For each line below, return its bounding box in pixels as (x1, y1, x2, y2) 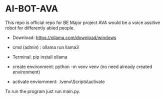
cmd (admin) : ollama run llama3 (12, 44, 79, 50)
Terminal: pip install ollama (12, 53, 67, 60)
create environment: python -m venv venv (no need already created (12, 63, 152, 69)
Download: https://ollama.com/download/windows (12, 34, 116, 40)
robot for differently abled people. (5, 24, 75, 30)
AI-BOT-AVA (5, 3, 58, 14)
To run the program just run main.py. (5, 88, 80, 94)
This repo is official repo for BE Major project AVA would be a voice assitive (5, 19, 160, 25)
